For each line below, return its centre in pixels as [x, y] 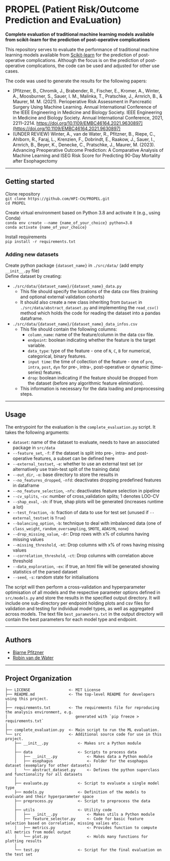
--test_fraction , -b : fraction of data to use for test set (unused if [80, 512]
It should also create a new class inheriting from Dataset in [81, 302]
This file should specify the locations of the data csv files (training [89, 292]
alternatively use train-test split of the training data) [66, 469]
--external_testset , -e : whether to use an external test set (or [78, 464]
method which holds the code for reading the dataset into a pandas [90, 313]
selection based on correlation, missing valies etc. [63, 823]
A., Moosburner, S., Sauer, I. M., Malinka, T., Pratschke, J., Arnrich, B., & [87, 96]
